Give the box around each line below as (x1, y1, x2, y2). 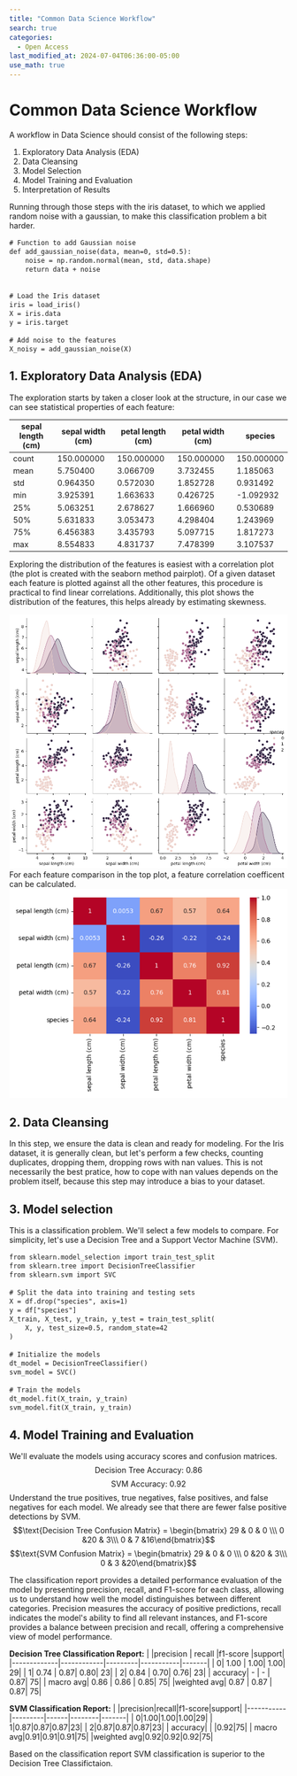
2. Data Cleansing (9, 1116, 109, 1131)
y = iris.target (9, 318, 69, 327)
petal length (120, 426, 166, 436)
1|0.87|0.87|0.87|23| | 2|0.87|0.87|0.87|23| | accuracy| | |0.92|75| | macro (9, 1722, 278, 1733)
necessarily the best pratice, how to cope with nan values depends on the (9, 1167, 278, 1178)
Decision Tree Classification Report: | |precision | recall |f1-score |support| (9, 1649, 286, 1659)
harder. (9, 220, 35, 230)
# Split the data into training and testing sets (9, 1288, 196, 1297)
